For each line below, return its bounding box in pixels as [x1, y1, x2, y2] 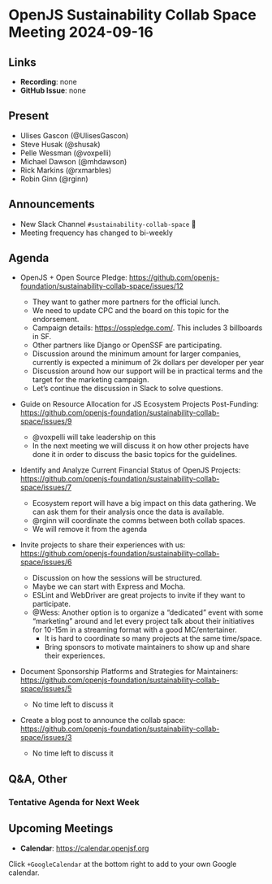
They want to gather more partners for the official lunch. [32, 297, 221, 307]
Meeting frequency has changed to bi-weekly [19, 228, 173, 237]
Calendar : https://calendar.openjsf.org [19, 843, 149, 853]
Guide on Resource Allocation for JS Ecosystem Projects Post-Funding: [19, 399, 259, 409]
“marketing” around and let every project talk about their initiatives [32, 616, 255, 626]
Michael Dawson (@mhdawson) [19, 156, 127, 166]
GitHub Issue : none [19, 85, 87, 95]
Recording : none [19, 77, 77, 86]
